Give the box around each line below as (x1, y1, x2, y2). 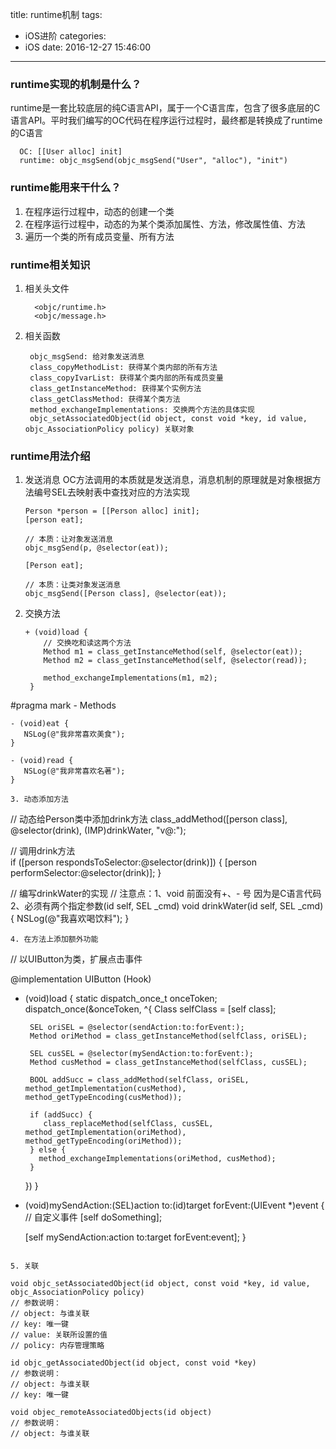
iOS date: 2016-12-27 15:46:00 (24, 41, 152, 53)
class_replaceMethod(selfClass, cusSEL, (43, 1119, 214, 1129)
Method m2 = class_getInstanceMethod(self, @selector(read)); (43, 656, 308, 666)
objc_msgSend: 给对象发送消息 (29, 351, 145, 362)
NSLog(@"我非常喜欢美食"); (23, 729, 126, 740)
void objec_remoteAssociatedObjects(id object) (10, 1408, 213, 1418)
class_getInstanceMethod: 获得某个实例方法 (29, 383, 202, 393)
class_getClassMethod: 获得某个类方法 (29, 394, 181, 404)
